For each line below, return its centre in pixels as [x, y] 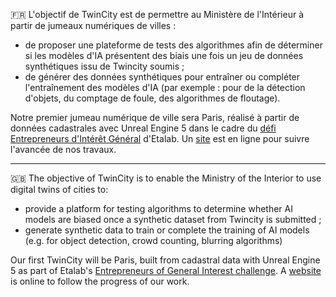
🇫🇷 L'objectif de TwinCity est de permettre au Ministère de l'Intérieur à [157, 14]
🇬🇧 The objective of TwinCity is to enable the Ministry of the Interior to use [166, 178]
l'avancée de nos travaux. [63, 149]
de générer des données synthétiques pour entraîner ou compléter [162, 77]
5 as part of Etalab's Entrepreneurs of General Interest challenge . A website [166, 270]
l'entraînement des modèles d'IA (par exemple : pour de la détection [165, 87]
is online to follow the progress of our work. [100, 281]
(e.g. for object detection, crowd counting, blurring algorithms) [153, 240]
